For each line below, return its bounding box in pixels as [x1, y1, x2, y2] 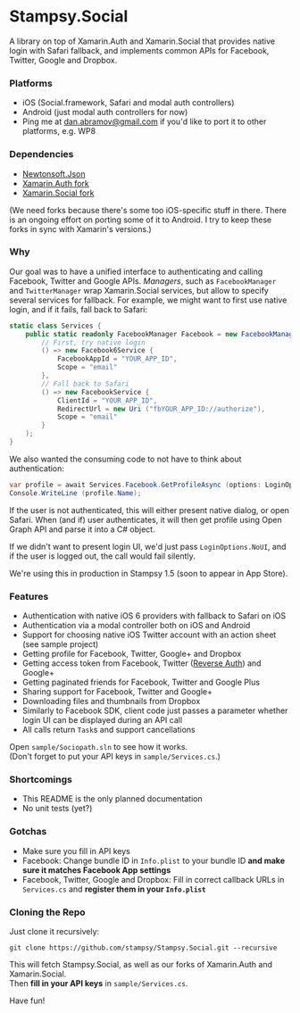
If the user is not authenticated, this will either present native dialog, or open [9, 504, 290, 515]
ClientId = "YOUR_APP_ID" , [56, 395, 158, 405]
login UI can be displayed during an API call [21, 715, 183, 725]
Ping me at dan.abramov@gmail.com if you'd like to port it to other [21, 116, 267, 127]
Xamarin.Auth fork [21, 178, 89, 188]
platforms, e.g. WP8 [21, 126, 96, 137]
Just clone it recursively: [9, 926, 100, 936]
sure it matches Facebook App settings [21, 864, 171, 876]
